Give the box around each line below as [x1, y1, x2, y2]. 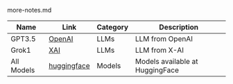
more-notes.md [7, 6, 52, 14]
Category [96, 22, 129, 32]
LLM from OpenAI [135, 34, 193, 44]
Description [159, 22, 199, 32]
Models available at [135, 57, 198, 66]
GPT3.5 [10, 34, 36, 44]
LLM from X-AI [135, 45, 184, 55]
